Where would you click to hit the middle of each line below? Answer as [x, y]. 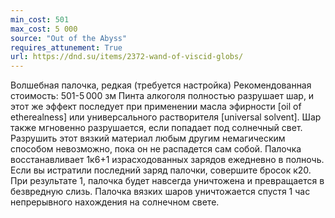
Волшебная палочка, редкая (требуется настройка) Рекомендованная [161, 85]
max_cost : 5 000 [44, 29]
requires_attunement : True [66, 47]
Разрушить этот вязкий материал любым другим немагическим [148, 138]
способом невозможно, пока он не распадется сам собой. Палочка [156, 149]
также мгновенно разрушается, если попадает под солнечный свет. [156, 128]
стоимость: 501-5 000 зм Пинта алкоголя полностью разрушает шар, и [162, 96]
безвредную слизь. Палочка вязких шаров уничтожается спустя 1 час [160, 192]
